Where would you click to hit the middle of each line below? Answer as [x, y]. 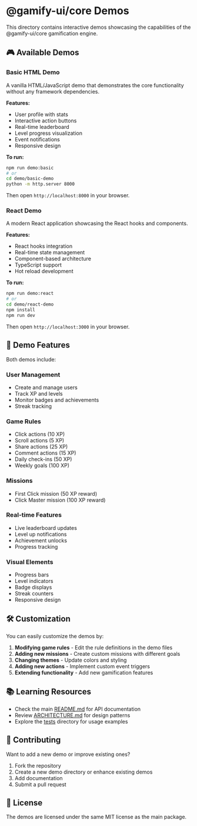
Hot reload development [44, 271]
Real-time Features [34, 515]
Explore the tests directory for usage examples [71, 721]
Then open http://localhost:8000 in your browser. [68, 195]
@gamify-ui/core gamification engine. [52, 33]
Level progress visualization [48, 133]
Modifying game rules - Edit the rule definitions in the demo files [94, 647]
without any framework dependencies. [53, 91]
